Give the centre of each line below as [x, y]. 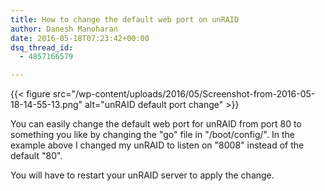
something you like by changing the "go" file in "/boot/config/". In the [152, 135]
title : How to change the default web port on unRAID [125, 19]
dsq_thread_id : [42, 47]
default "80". [36, 156]
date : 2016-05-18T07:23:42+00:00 [80, 38]
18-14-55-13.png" [46, 105]
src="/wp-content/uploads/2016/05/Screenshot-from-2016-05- [184, 94]
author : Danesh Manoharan [64, 29]
